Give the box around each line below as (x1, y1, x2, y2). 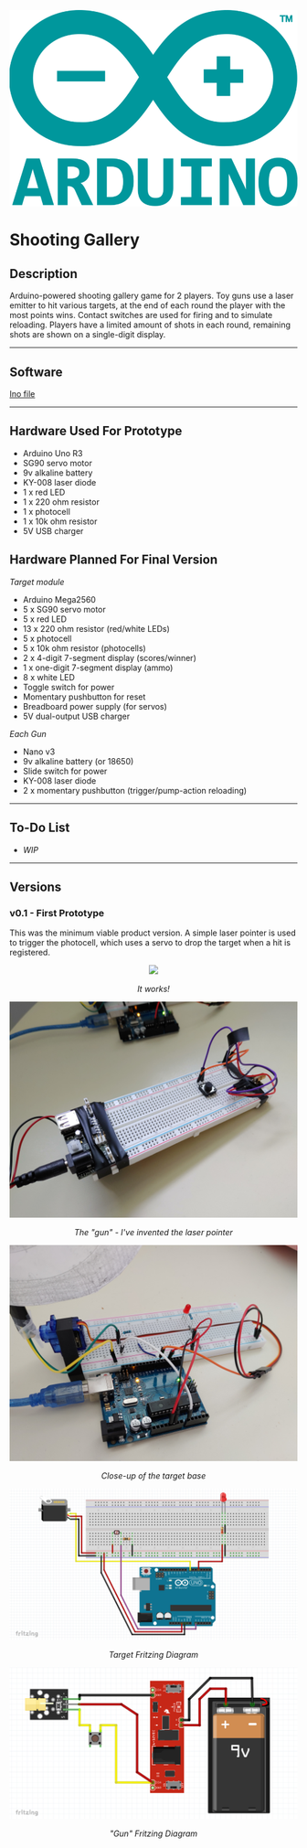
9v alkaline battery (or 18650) (22, 755, 134, 766)
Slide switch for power (22, 765, 108, 776)
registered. (9, 947, 50, 958)
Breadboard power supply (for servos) (22, 700, 167, 711)
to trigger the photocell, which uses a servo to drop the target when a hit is (9, 937, 291, 948)
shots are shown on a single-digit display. (9, 329, 166, 340)
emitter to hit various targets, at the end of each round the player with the (9, 300, 286, 311)
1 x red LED (22, 486, 66, 497)
